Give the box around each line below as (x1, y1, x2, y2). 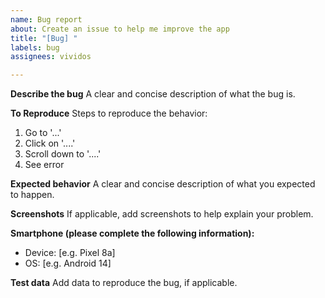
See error (24, 159, 65, 171)
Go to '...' (24, 127, 62, 139)
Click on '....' (24, 137, 76, 150)
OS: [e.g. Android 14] (24, 257, 112, 270)
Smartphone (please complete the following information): (10, 227, 255, 240)
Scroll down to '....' (24, 148, 102, 160)
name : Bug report (10, 14, 83, 25)
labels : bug (10, 42, 60, 53)
